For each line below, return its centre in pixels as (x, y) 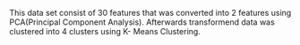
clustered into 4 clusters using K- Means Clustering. (105, 31)
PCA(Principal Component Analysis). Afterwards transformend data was (142, 22)
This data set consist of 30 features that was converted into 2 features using (150, 13)
